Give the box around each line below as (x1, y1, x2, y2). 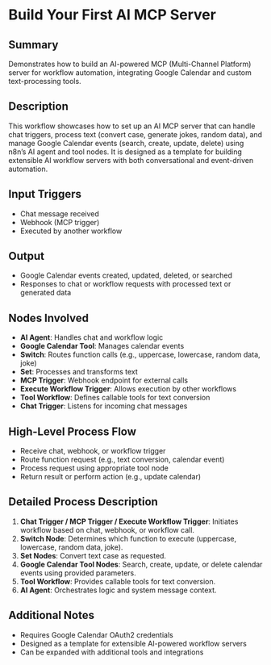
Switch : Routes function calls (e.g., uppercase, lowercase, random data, (19, 349, 261, 360)
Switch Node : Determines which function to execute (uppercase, (19, 533, 236, 543)
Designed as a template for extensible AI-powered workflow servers (19, 638, 248, 648)
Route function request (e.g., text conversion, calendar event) (19, 454, 225, 465)
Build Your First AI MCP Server (8, 6, 216, 24)
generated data (19, 288, 72, 298)
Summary (8, 38, 59, 52)
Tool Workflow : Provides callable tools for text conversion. (19, 576, 216, 586)
